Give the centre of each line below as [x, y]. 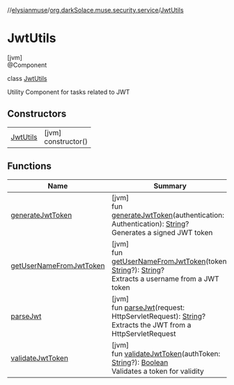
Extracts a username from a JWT [165, 278]
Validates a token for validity [157, 371]
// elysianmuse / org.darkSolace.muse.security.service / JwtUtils [95, 10]
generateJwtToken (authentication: [168, 215]
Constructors [37, 114]
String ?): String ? [138, 270]
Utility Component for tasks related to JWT [69, 92]
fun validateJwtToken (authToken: [166, 354]
